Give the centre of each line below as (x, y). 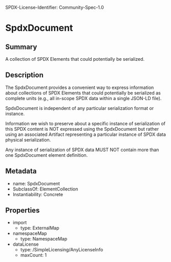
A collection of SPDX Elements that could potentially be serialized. (75, 59)
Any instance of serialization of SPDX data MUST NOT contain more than (82, 150)
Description (24, 75)
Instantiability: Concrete (38, 194)
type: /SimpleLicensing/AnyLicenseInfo (62, 250)
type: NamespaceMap (44, 239)
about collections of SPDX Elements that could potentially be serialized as (83, 93)
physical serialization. (28, 139)
